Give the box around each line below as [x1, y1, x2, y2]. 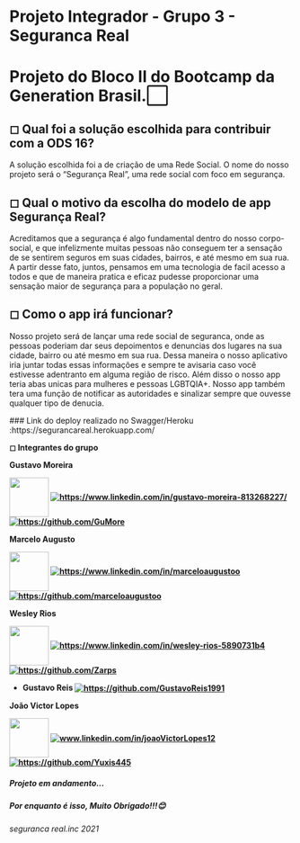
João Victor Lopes [9, 700, 79, 712]
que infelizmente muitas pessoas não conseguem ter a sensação [41, 243, 283, 253]
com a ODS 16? [9, 135, 95, 150]
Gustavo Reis [22, 682, 74, 693]
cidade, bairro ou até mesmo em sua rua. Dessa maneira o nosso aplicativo [9, 349, 288, 361]
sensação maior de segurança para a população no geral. [9, 281, 223, 291]
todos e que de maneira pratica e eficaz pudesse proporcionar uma [9, 272, 259, 282]
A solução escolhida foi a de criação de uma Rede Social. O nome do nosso [9, 159, 289, 170]
